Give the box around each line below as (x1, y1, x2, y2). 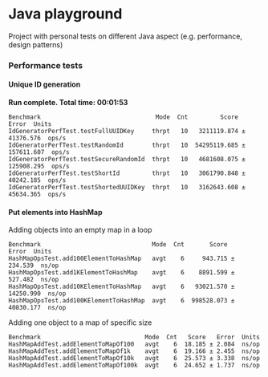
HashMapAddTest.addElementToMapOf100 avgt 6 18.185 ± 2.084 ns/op (8, 340, 261, 349)
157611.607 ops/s (8, 148, 70, 156)
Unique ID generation (8, 79, 81, 89)
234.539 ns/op (8, 261, 59, 270)
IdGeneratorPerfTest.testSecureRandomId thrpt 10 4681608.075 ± (8, 156, 246, 164)
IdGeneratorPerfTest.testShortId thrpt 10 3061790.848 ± (8, 169, 246, 177)
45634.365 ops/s (8, 190, 67, 199)
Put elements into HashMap (8, 207, 103, 217)
